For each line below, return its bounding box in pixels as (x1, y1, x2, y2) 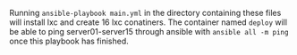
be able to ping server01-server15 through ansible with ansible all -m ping (9, 27, 289, 36)
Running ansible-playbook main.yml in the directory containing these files (9, 8, 282, 18)
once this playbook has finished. (9, 35, 130, 46)
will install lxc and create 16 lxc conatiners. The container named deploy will (9, 17, 288, 27)
